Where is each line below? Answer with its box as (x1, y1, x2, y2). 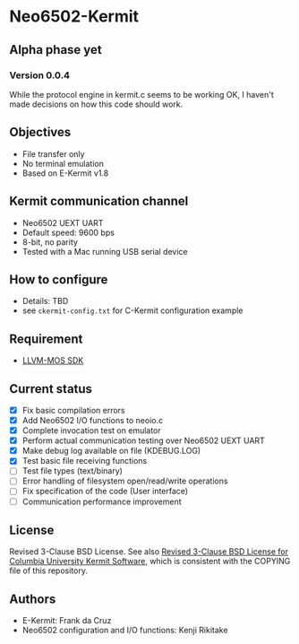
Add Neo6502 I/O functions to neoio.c (21, 415, 164, 425)
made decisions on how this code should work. (9, 99, 184, 109)
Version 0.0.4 (9, 69, 70, 82)
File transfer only (21, 148, 85, 159)
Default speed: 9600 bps (21, 227, 115, 238)
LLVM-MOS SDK (21, 355, 84, 366)
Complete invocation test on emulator (21, 425, 161, 436)
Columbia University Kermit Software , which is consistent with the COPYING (9, 556, 291, 567)
